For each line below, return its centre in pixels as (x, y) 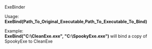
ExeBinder (15, 7)
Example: (14, 31)
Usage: (12, 16)
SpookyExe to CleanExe (29, 41)
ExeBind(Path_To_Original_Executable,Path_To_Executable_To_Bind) (76, 22)
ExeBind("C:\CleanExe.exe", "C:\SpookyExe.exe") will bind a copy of (76, 36)
